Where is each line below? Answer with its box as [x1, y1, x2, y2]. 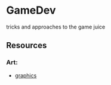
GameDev [6, 4, 56, 17]
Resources [6, 40, 47, 51]
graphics [14, 72, 37, 79]
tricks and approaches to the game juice [6, 23, 106, 30]
